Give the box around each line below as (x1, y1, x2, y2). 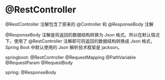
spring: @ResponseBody (5, 69, 57, 75)
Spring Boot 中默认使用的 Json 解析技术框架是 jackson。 (5, 44, 122, 50)
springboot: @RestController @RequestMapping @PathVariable (5, 54, 136, 60)
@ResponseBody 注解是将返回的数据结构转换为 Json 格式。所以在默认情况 (5, 31, 160, 37)
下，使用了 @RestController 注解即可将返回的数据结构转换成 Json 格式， (5, 38, 155, 44)
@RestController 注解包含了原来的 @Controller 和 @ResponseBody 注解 (5, 21, 154, 27)
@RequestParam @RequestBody (5, 59, 73, 65)
